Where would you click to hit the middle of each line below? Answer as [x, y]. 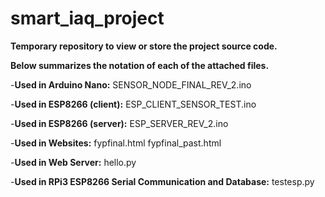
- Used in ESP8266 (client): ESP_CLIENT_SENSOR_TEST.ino [133, 104]
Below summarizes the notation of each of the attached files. [140, 65]
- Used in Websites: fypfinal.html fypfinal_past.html [116, 143]
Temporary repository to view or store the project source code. [144, 46]
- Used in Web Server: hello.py [73, 162]
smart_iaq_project [87, 18]
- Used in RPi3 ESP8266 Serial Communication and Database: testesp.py [162, 181]
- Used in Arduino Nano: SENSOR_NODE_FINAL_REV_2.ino [131, 84]
